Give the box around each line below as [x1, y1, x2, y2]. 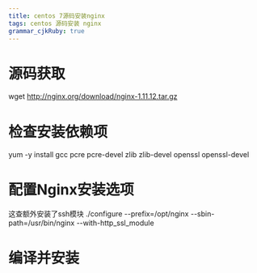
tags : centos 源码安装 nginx [8, 19, 102, 28]
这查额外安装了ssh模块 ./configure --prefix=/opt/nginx [8, 209, 189, 219]
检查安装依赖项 [8, 122, 108, 141]
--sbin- [190, 209, 215, 219]
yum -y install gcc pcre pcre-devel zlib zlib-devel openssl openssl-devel [8, 150, 250, 160]
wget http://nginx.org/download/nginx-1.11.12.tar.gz [8, 92, 178, 101]
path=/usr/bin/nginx [8, 218, 75, 228]
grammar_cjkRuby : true [8, 27, 85, 35]
